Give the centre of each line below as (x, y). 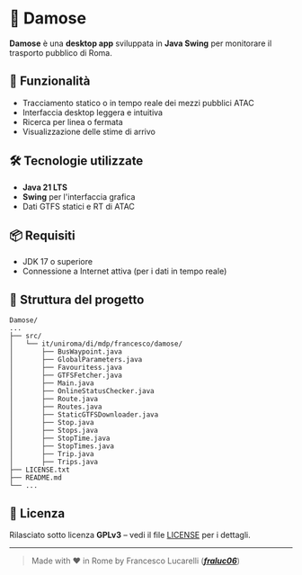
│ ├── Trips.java (54, 463)
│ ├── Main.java (52, 383)
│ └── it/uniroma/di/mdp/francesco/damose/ (96, 344)
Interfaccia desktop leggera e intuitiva (93, 112)
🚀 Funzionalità (50, 81)
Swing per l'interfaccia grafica (79, 196)
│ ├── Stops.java (54, 431)
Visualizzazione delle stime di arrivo (89, 131)
